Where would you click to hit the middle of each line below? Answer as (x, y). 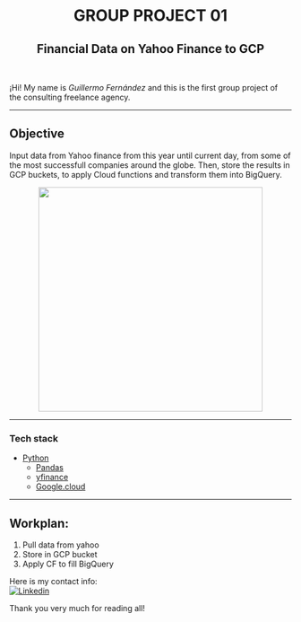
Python (35, 458)
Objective (37, 134)
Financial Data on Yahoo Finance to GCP (150, 49)
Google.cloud (60, 486)
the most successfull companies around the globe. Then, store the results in (150, 165)
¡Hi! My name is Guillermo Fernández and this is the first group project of (144, 88)
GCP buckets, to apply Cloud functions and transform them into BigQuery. (146, 174)
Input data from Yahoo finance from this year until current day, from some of (150, 155)
